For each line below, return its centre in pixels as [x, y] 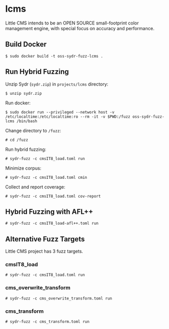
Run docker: [18, 103]
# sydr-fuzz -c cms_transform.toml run [47, 322]
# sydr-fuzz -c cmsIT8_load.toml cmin [46, 177]
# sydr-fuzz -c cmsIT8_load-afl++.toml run [52, 224]
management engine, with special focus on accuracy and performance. [80, 28]
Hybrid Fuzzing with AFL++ [49, 212]
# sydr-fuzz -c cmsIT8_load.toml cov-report [53, 196]
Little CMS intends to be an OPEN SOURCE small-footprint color [72, 23]
